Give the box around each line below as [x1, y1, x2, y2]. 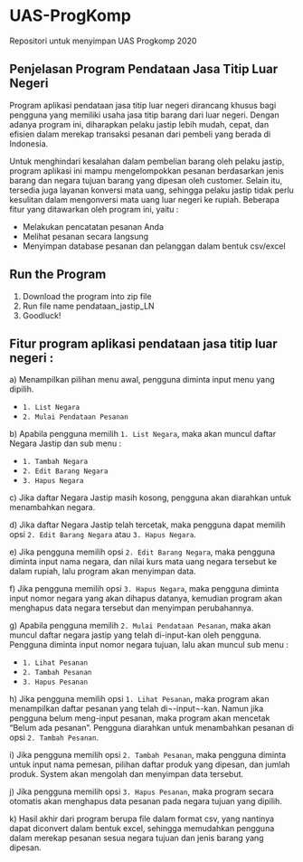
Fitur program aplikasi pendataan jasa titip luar [9, 336, 278, 351]
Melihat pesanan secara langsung [22, 231, 149, 242]
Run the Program [9, 267, 107, 282]
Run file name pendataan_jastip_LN [22, 300, 156, 311]
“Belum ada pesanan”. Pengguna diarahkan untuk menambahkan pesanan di [9, 723, 295, 734]
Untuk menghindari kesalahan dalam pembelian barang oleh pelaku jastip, [9, 156, 285, 166]
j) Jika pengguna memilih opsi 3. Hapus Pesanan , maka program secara [9, 786, 274, 797]
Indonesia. [9, 137, 49, 149]
